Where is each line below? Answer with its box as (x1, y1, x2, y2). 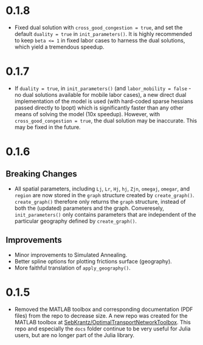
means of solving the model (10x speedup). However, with (14, 110, 160, 117)
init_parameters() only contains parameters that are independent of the (14, 211, 196, 218)
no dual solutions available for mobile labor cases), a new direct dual (14, 91, 187, 98)
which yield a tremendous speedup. (14, 43, 105, 51)
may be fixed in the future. (14, 123, 81, 131)
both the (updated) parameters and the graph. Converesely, (14, 204, 165, 212)
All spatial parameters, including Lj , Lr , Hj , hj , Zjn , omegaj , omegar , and (14, 185, 190, 192)
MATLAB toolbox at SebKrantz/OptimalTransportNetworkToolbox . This (14, 318, 191, 326)
